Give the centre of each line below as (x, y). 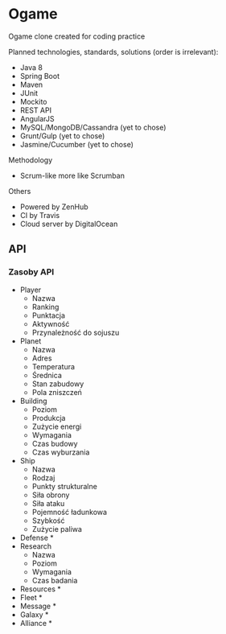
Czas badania (55, 580)
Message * (38, 606)
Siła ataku (48, 503)
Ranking (45, 307)
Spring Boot (40, 76)
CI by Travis (40, 215)
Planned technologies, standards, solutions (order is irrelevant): (113, 51)
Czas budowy (55, 443)
